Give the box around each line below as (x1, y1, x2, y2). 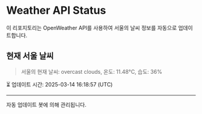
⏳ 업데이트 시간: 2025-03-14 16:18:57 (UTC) (6, 80, 113, 88)
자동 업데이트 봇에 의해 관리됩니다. (6, 101, 87, 108)
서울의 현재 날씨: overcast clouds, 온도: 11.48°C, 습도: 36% (20, 68, 162, 75)
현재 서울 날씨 (6, 51, 54, 61)
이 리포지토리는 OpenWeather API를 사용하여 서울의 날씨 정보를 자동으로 (6, 24, 177, 31)
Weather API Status (6, 4, 106, 17)
